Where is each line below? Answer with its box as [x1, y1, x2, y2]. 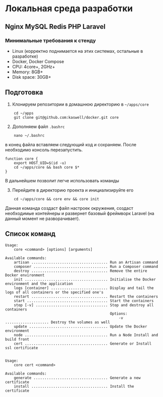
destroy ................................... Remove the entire [14, 268, 147, 273]
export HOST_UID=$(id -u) [14, 160, 67, 165]
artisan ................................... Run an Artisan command [14, 260, 159, 265]
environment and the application [5, 281, 73, 286]
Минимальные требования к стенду [5, 37, 96, 44]
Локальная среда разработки [5, 3, 133, 14]
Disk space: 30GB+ [12, 74, 51, 80]
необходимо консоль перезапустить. [5, 147, 83, 153]
